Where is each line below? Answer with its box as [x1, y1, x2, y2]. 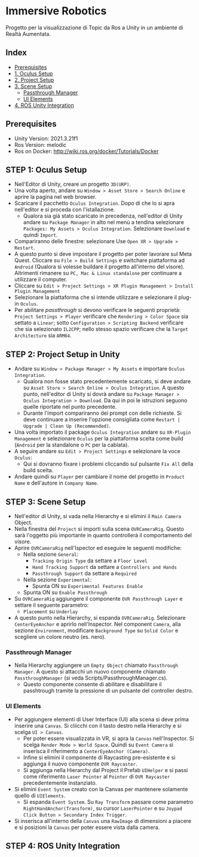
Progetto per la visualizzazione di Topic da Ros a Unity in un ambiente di [5, 24, 183, 31]
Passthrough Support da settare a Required [32, 570, 137, 577]
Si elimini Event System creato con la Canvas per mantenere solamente [14, 785, 188, 792]
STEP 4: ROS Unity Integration [5, 841, 120, 851]
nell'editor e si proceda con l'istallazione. [14, 206, 115, 213]
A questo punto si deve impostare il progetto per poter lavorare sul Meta [14, 250, 192, 258]
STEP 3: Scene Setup [5, 497, 86, 507]
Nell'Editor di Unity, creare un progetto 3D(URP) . [14, 180, 131, 188]
